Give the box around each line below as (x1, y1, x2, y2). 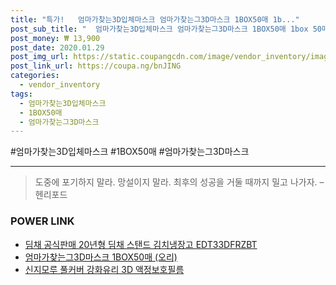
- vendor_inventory (19, 80, 101, 90)
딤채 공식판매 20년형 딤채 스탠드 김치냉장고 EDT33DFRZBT (24, 238, 258, 250)
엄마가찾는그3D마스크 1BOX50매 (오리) (24, 251, 178, 263)
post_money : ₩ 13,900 (10, 33, 101, 43)
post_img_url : (10, 52, 70, 62)
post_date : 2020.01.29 (10, 42, 105, 53)
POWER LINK (10, 214, 75, 228)
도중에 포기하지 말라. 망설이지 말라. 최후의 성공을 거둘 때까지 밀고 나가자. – (34, 176, 325, 188)
